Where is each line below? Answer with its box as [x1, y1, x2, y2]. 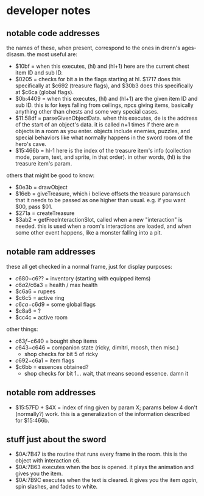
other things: [6, 325, 38, 333]
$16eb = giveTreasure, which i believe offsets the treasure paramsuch [15, 190, 191, 197]
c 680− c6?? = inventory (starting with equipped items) [15, 274, 151, 282]
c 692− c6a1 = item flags [15, 357, 75, 364]
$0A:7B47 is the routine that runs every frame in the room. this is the [15, 450, 188, 458]
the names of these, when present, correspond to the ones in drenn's [6, 44, 181, 51]
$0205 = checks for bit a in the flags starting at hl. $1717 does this [15, 76, 181, 82]
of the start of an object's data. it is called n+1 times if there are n [15, 121, 179, 128]
